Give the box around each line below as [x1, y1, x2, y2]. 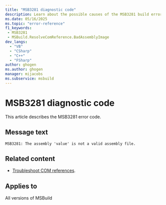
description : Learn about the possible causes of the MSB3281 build [5, 12, 149, 17]
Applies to [5, 182, 38, 190]
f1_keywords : [5, 26, 32, 31]
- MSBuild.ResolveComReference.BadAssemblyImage [7, 35, 110, 40]
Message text [5, 128, 48, 136]
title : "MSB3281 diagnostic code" [5, 7, 77, 12]
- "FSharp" [9, 58, 32, 63]
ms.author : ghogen [5, 67, 43, 72]
